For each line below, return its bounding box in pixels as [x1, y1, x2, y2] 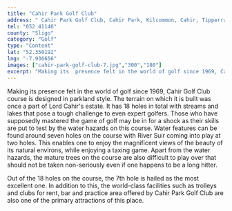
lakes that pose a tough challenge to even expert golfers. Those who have [7, 109, 218, 118]
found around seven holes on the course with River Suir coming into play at [7, 131, 221, 139]
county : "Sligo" [7, 29, 54, 37]
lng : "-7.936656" [7, 55, 57, 62]
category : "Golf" [7, 36, 57, 43]
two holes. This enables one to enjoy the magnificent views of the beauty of [7, 138, 223, 147]
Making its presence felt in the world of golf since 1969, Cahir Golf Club [7, 87, 211, 95]
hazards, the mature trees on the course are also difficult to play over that [7, 153, 217, 161]
